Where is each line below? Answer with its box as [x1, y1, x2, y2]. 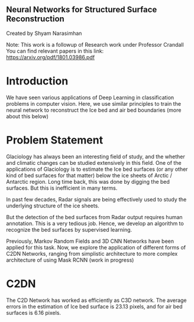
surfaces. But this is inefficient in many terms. [6, 184, 118, 191]
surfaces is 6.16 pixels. [6, 309, 61, 316]
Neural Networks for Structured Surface [6, 5, 157, 15]
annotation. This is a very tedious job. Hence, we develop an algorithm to [6, 220, 185, 227]
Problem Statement [6, 133, 104, 147]
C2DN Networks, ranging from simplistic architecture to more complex [6, 250, 178, 257]
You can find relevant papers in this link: [6, 47, 104, 54]
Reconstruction [6, 14, 65, 24]
